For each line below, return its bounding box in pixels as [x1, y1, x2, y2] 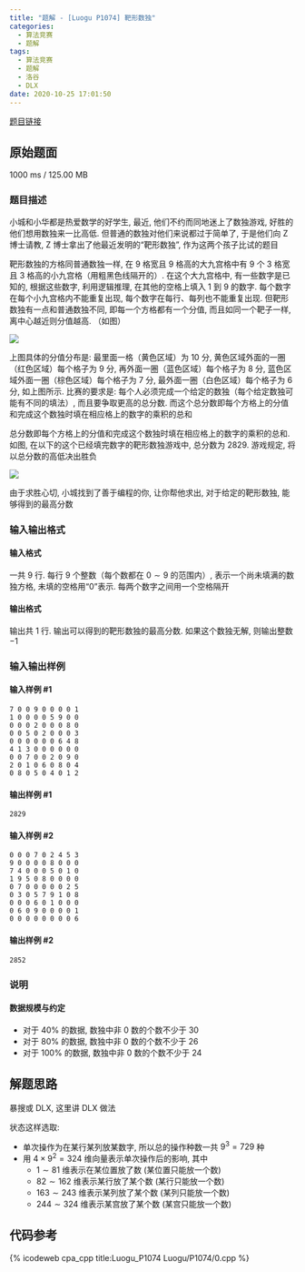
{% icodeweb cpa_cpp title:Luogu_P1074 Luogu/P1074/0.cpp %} [9, 1252, 250, 1263]
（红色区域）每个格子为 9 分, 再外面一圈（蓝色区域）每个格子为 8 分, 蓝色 [9, 363, 284, 374]
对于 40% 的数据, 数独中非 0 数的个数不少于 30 [22, 1025, 200, 1035]
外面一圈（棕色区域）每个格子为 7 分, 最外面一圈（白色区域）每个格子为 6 [16, 374, 293, 385]
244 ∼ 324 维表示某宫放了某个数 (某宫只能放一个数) [35, 1198, 232, 1209]
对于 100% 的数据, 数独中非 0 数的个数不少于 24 [22, 1047, 202, 1058]
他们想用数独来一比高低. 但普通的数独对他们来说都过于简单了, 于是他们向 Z [9, 227, 289, 238]
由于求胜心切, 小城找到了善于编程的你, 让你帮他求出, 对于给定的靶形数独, [9, 487, 280, 498]
